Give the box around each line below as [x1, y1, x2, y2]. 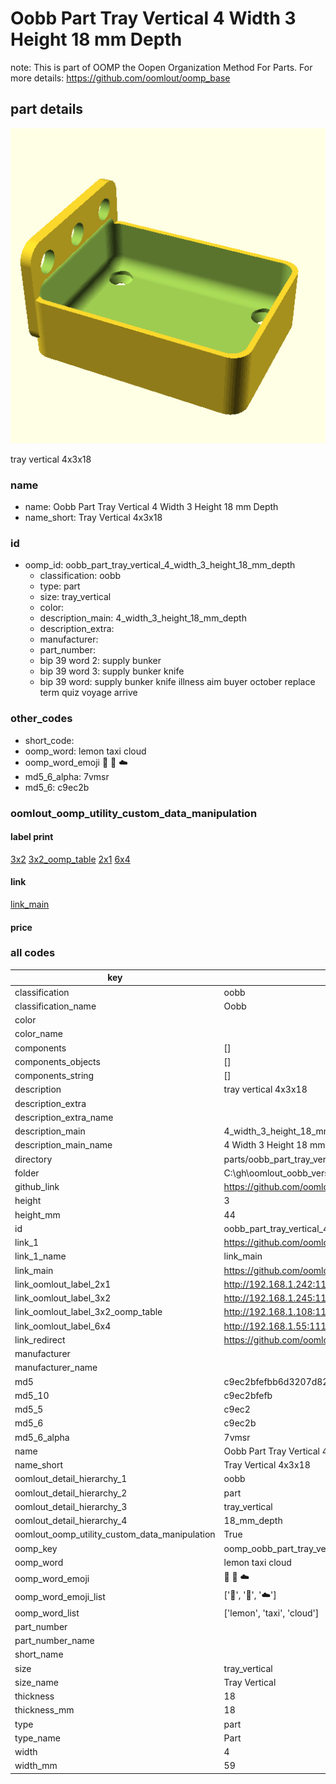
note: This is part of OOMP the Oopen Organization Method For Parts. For [10, 61, 313, 73]
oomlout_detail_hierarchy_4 [14, 1515, 128, 1527]
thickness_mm [14, 1704, 75, 1716]
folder [14, 1167, 40, 1179]
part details [10, 101, 84, 118]
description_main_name [14, 1139, 113, 1151]
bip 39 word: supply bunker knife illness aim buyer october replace [39, 676, 316, 688]
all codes [10, 946, 56, 960]
